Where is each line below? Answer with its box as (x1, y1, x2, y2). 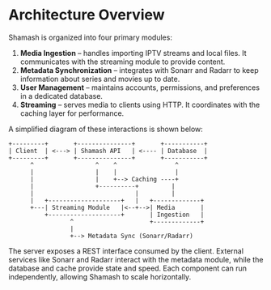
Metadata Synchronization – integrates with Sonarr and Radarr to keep (19, 65, 259, 75)
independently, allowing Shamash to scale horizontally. (8, 271, 192, 281)
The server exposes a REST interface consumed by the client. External (8, 245, 244, 256)
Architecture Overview (8, 6, 165, 24)
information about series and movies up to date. (19, 74, 180, 83)
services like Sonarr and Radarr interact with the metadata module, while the (8, 254, 264, 264)
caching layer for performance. (19, 108, 125, 118)
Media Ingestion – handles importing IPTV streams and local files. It (19, 48, 247, 58)
